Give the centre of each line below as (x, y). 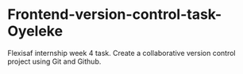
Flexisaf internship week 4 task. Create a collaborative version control (121, 53)
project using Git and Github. (54, 61)
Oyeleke (35, 31)
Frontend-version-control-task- (115, 15)
